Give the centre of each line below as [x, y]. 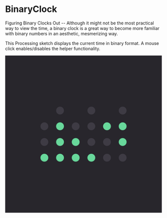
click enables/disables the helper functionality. [53, 48]
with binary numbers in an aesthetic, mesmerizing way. [62, 33]
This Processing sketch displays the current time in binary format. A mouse [82, 43]
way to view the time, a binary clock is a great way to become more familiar [83, 28]
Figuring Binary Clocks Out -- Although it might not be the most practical [80, 23]
